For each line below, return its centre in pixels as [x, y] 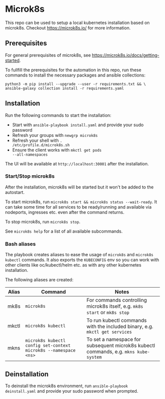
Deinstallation [27, 374]
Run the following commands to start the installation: [58, 115]
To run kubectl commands [117, 320]
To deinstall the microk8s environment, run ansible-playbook [67, 386]
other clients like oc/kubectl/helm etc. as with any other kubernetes [73, 265]
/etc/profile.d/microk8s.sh [41, 145]
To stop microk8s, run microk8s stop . [43, 221]
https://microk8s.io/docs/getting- [125, 55]
